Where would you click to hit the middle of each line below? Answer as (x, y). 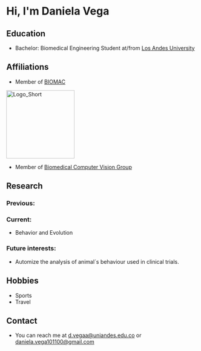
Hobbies (23, 281)
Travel (23, 302)
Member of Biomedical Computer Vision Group (73, 167)
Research (25, 186)
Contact (22, 320)
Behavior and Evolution (44, 233)
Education (26, 34)
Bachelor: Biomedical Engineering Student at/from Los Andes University (105, 48)
